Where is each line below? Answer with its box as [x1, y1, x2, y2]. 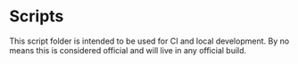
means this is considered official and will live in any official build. [9, 44, 247, 55]
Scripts [9, 6, 64, 27]
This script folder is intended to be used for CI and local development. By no [9, 36, 290, 46]
